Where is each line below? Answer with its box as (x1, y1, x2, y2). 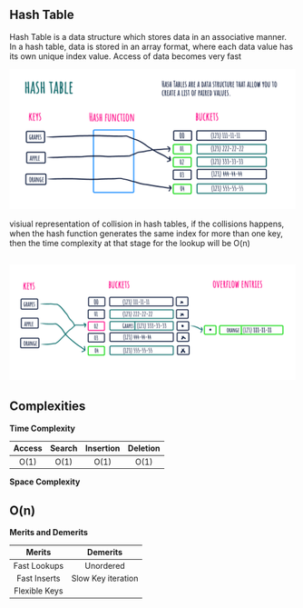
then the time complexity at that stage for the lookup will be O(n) (9, 237, 251, 248)
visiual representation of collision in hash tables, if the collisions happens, (9, 218, 285, 229)
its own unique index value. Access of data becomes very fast (9, 50, 242, 62)
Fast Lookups (13, 560, 64, 571)
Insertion (84, 443, 121, 454)
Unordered (84, 560, 125, 571)
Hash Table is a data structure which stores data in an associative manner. (9, 31, 288, 42)
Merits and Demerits (9, 526, 89, 537)
